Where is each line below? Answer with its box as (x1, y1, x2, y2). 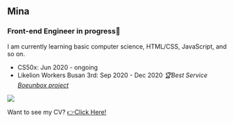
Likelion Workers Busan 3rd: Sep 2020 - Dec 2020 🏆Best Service (17, 71, 208, 79)
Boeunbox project (17, 81, 69, 89)
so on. (7, 49, 26, 58)
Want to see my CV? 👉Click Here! (7, 108, 107, 116)
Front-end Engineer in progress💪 (7, 26, 121, 36)
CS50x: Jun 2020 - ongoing (17, 63, 98, 72)
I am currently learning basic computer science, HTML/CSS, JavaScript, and (7, 42, 227, 51)
